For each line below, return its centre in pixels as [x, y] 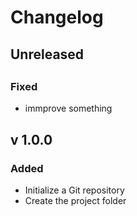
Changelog [57, 17]
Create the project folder [75, 201]
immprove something [68, 108]
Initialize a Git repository [74, 190]
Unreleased [47, 54]
